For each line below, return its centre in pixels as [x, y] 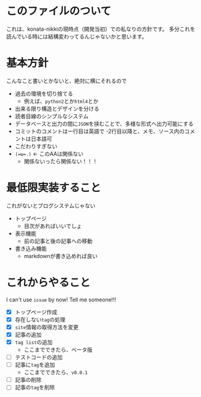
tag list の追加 [34, 342]
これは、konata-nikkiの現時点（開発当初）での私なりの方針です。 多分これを [101, 29]
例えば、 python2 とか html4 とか [61, 101]
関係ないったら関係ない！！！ [61, 161]
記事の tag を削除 [35, 387]
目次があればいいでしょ [53, 226]
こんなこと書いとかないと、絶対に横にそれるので [67, 81]
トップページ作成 [36, 312]
